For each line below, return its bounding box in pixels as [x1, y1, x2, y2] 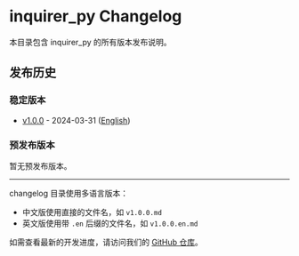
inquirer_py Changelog [9, 6, 182, 27]
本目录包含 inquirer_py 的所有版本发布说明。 [9, 36, 172, 47]
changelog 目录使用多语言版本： [9, 188, 129, 198]
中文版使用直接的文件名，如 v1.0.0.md [21, 206, 163, 217]
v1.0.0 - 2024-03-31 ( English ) [21, 115, 131, 125]
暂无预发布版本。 [9, 160, 72, 171]
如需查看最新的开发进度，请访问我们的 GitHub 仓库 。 [9, 236, 203, 247]
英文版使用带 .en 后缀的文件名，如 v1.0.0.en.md [21, 218, 198, 228]
